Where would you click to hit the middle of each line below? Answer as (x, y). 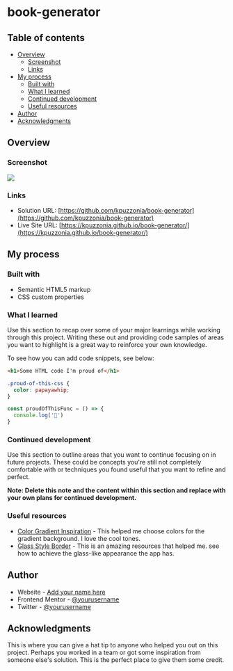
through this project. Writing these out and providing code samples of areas (116, 337)
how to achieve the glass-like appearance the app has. (96, 553)
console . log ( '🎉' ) (39, 415)
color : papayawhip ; (42, 390)
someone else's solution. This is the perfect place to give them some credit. (116, 660)
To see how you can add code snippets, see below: (81, 358)
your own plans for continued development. (72, 498)
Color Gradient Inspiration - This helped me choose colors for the (111, 531)
